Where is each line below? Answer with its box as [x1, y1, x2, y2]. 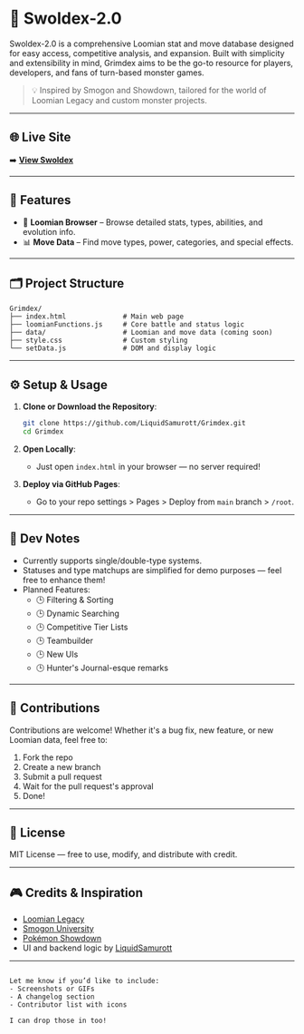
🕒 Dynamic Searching [35, 608, 120, 619]
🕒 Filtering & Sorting [35, 594, 114, 605]
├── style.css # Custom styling [9, 336, 188, 346]
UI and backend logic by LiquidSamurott [22, 942, 173, 953]
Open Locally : [22, 444, 76, 454]
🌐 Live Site [9, 130, 71, 145]
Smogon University [22, 923, 95, 934]
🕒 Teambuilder [35, 635, 93, 646]
